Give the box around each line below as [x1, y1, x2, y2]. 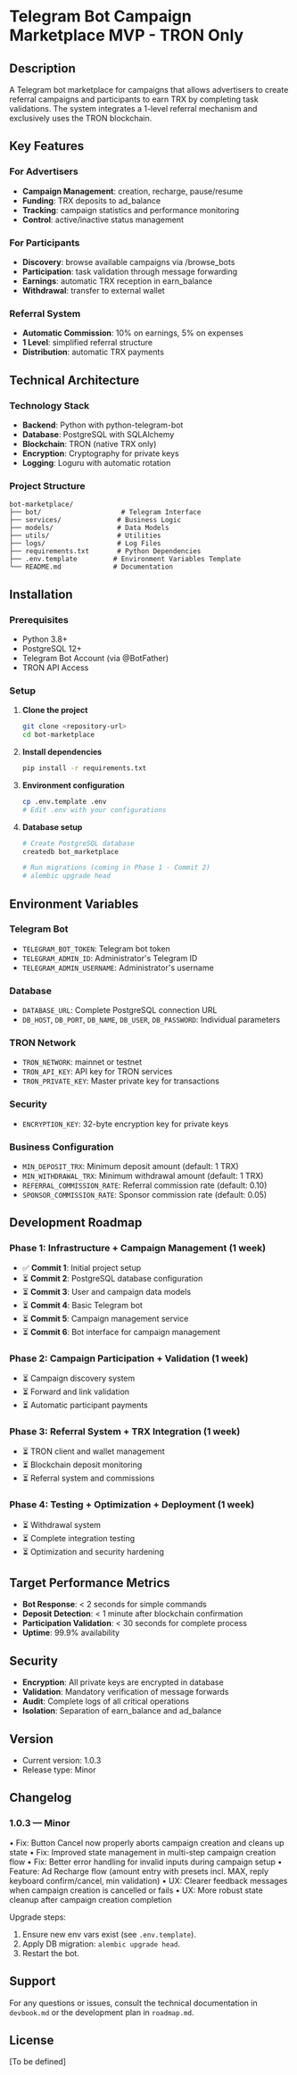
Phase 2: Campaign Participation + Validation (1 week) [9, 1352, 249, 1365]
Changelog [9, 1790, 72, 1805]
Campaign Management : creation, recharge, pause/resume [21, 186, 243, 196]
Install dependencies [21, 747, 103, 757]
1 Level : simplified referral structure [21, 337, 153, 348]
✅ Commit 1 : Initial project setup [21, 1262, 141, 1273]
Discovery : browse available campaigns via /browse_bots [21, 256, 235, 267]
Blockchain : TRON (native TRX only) [21, 438, 157, 449]
